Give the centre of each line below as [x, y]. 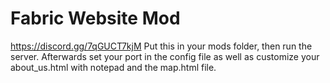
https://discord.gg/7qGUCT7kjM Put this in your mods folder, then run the [161, 46]
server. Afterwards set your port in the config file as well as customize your [165, 56]
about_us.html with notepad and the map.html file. [113, 67]
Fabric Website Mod [95, 18]
